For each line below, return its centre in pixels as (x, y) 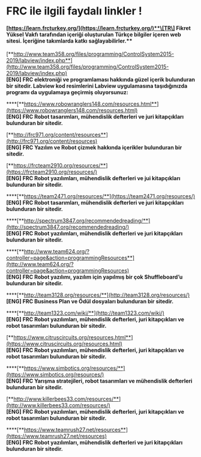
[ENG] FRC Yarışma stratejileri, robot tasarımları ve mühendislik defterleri (99, 381)
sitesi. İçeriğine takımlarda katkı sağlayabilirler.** (69, 41)
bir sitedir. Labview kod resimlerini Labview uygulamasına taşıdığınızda (97, 86)
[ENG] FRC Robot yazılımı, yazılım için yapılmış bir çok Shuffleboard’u (94, 277)
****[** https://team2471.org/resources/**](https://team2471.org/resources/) (101, 196)
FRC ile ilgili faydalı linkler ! (74, 11)
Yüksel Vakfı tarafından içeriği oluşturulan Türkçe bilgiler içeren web (94, 34)
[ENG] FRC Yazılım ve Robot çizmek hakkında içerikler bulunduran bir (94, 148)
